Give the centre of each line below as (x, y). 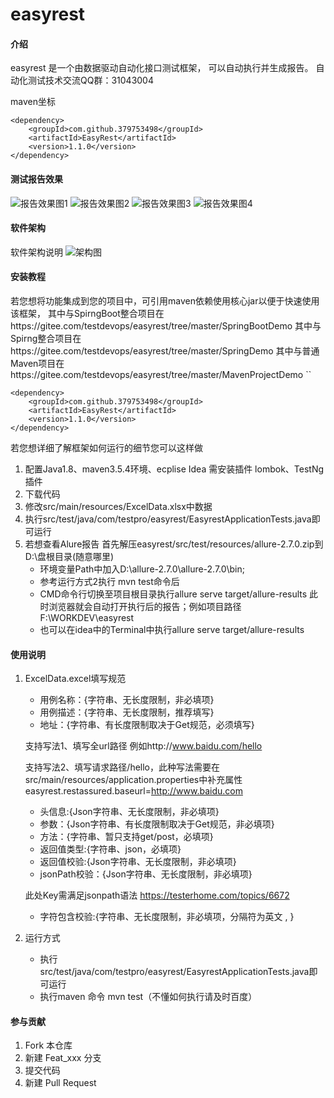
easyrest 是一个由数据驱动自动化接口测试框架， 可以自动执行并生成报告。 (162, 68)
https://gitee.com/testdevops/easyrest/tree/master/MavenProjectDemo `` (161, 374)
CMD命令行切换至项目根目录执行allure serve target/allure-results (173, 594)
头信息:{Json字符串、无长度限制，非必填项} (129, 812)
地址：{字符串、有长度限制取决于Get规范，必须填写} (147, 725)
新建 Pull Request (60, 1083)
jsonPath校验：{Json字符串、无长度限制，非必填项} (146, 874)
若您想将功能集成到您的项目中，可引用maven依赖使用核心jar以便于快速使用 (165, 301)
